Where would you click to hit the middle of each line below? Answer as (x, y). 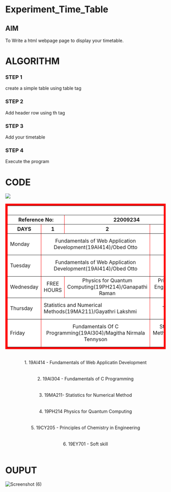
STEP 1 (14, 77)
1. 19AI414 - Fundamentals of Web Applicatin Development (85, 363)
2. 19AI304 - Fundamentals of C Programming (85, 379)
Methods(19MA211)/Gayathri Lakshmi (90, 311)
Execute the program (27, 162)
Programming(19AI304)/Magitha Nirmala (95, 333)
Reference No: (36, 220)
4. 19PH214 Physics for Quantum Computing (85, 411)
